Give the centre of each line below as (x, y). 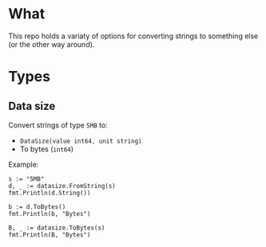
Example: (24, 164)
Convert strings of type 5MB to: (58, 125)
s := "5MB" (26, 179)
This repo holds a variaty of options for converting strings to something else (133, 36)
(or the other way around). (52, 44)
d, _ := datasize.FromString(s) (62, 186)
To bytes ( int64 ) (47, 149)
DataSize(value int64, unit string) (81, 141)
